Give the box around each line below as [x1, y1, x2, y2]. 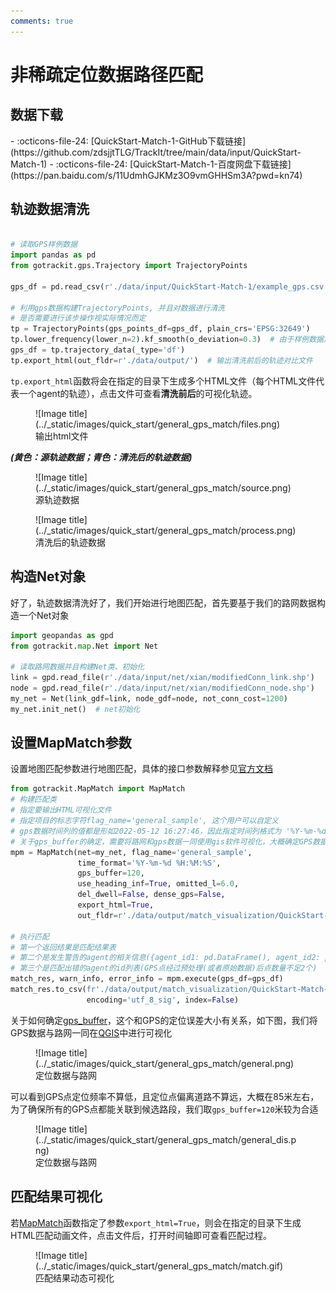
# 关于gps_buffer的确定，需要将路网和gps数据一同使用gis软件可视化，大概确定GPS [10, 836, 313, 847]
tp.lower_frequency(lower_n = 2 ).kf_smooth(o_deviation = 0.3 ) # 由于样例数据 [10, 335, 324, 345]
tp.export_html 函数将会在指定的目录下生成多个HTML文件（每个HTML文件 [10, 375, 317, 387]
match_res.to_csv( [10, 985, 87, 995]
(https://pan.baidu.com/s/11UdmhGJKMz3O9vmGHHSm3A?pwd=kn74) [10, 169, 303, 181]
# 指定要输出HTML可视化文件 [10, 805, 112, 815]
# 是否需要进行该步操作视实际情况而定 [10, 313, 147, 324]
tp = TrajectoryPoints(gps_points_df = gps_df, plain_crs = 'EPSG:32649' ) [10, 324, 311, 334]
